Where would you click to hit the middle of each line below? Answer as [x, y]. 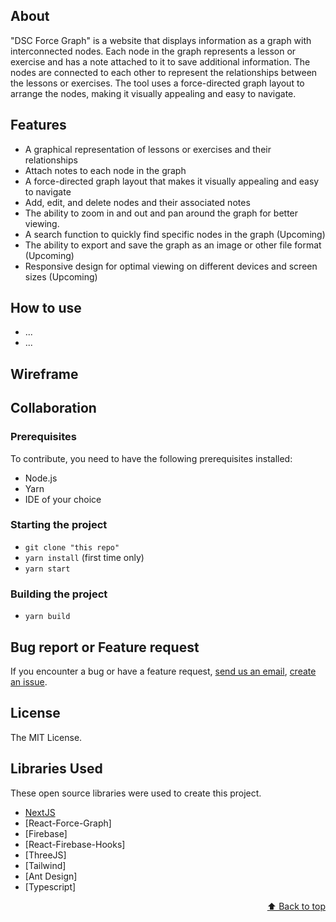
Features [38, 125]
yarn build [47, 617]
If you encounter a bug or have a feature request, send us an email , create [163, 671]
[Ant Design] [51, 876]
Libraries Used [56, 769]
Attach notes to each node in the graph [105, 170]
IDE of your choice [63, 499]
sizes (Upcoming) [61, 276]
